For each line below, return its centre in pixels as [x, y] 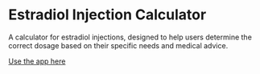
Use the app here [37, 61]
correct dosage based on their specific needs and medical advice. [118, 45]
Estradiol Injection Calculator [107, 15]
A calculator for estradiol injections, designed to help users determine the [130, 37]
